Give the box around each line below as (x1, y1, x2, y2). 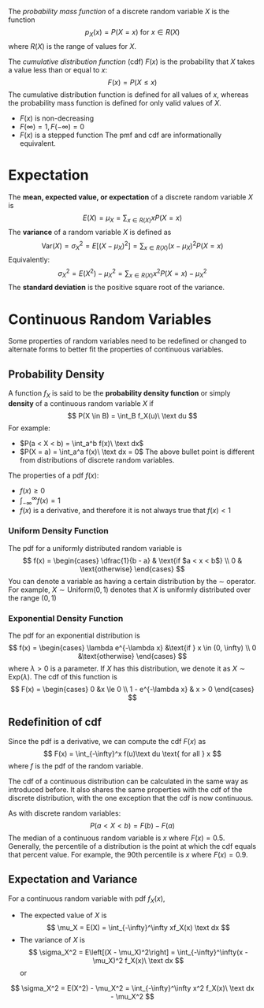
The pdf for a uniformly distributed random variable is (8, 543, 183, 552)
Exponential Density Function (8, 612, 124, 623)
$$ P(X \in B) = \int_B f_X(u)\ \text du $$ (67, 411, 198, 420)
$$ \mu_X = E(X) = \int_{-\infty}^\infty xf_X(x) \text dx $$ (46, 923, 230, 932)
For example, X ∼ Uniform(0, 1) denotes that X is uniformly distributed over (8, 585, 251, 594)
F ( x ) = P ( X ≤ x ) (107, 77, 158, 87)
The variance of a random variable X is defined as (8, 227, 172, 236)
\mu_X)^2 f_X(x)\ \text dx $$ (92, 956, 184, 965)
